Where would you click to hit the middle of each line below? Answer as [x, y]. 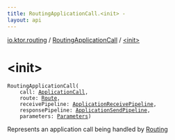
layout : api [24, 20]
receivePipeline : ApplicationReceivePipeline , [88, 105]
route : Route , [40, 98]
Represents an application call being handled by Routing [87, 130]
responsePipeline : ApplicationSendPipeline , [85, 111]
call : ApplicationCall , [54, 92]
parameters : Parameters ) [56, 116]
